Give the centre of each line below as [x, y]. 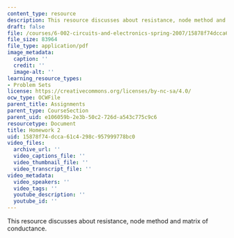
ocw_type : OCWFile [34, 98]
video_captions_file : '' [49, 156]
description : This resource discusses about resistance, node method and [117, 20]
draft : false [26, 26]
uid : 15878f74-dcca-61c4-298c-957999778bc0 [71, 136]
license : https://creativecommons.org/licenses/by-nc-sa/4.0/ [99, 91]
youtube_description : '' [49, 195]
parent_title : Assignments [46, 104]
